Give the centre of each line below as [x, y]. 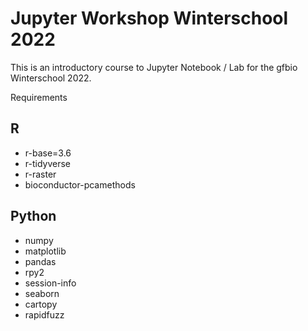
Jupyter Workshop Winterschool [149, 18]
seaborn [42, 293]
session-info [50, 283]
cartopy [41, 304]
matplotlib [45, 251]
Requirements [39, 97]
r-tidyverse [48, 163]
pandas [40, 261]
